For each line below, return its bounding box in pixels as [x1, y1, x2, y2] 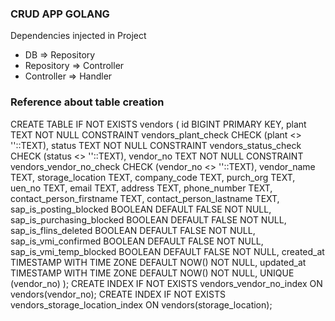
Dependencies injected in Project [10, 30, 147, 42]
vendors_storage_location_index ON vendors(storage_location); [10, 298, 273, 311]
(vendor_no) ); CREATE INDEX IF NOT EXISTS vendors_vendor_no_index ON [10, 277, 323, 289]
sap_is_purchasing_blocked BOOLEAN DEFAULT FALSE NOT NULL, [10, 213, 287, 226]
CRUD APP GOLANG [10, 7, 110, 21]
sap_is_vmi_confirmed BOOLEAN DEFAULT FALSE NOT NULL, [10, 235, 264, 247]
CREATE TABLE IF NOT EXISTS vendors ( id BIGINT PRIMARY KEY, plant [10, 118, 307, 130]
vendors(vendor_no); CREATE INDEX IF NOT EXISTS [10, 288, 226, 300]
